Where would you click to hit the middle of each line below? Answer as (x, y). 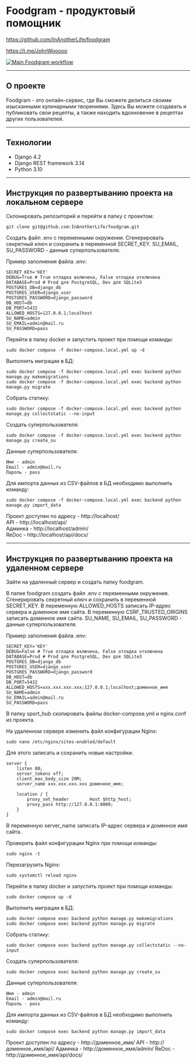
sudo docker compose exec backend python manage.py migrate (81, 924)
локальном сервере (45, 202)
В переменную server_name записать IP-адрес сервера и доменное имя (97, 826)
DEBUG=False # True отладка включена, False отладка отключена (85, 652)
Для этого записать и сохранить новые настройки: (70, 753)
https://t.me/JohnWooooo (37, 50)
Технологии (29, 143)
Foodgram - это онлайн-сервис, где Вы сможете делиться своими (89, 100)
